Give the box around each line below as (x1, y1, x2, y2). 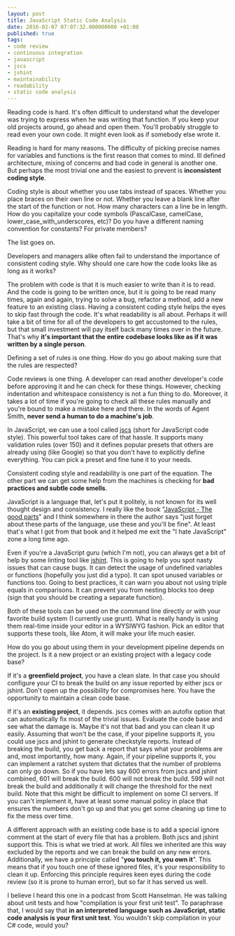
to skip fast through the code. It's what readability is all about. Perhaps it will (7, 310, 227, 319)
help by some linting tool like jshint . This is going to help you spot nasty (7, 556, 213, 565)
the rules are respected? (7, 361, 78, 369)
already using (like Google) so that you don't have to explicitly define (7, 448, 205, 456)
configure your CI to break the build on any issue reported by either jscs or (7, 679, 222, 687)
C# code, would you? (7, 921, 69, 930)
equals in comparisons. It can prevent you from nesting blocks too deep (7, 586, 215, 594)
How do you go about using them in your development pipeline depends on (7, 643, 225, 652)
